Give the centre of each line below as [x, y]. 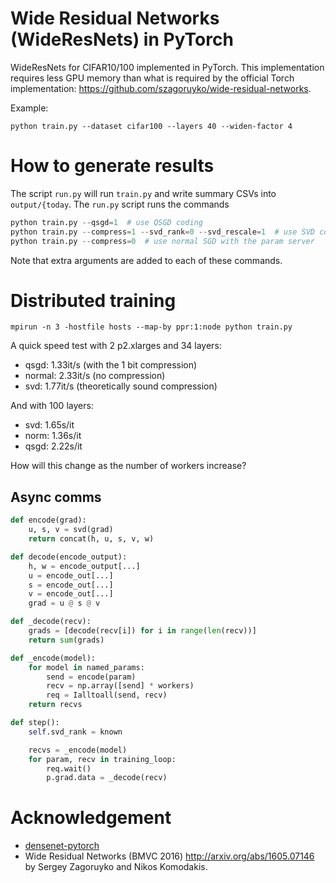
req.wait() [69, 768]
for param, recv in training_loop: [102, 759]
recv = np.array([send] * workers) [120, 686]
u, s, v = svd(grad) [71, 530]
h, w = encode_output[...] [84, 566]
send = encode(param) [91, 677]
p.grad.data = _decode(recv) [107, 778]
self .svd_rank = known [75, 732]
